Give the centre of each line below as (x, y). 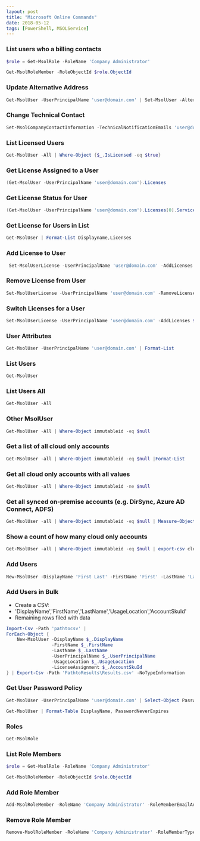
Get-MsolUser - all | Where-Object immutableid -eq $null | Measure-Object (101, 522)
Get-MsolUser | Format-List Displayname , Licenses (69, 238)
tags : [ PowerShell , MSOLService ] (48, 28)
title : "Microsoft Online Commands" (51, 17)
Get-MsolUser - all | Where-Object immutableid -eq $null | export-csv (96, 549)
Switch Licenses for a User (46, 309)
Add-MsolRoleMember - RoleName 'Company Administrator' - (78, 805)
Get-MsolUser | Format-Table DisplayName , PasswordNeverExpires (87, 711)
